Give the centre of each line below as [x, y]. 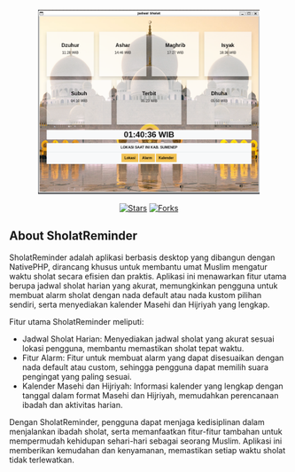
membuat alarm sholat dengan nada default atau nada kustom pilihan [136, 295]
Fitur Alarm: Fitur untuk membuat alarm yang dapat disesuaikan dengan [153, 358]
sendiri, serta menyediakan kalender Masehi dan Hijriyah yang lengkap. [140, 304]
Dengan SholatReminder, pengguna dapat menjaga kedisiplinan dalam [137, 421]
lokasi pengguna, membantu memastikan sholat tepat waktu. [133, 348]
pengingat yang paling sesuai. [77, 376]
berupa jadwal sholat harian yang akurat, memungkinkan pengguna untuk [144, 286]
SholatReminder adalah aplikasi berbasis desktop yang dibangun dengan [142, 257]
